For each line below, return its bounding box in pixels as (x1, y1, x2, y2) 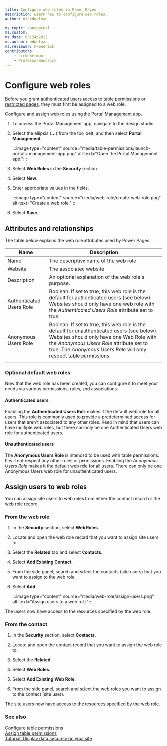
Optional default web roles (5, 369, 71, 376)
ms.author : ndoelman (5, 39, 48, 45)
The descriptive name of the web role (49, 257, 137, 264)
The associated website (49, 265, 105, 272)
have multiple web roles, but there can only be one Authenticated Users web (5, 424, 162, 430)
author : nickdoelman (5, 16, 48, 21)
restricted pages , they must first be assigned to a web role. (5, 101, 126, 107)
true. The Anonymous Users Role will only (49, 346, 147, 353)
